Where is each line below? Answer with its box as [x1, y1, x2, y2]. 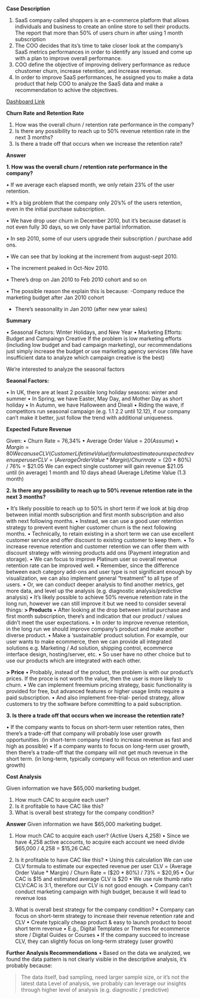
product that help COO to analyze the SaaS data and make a [14, 80, 163, 87]
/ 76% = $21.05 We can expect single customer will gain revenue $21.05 [6, 463, 184, 469]
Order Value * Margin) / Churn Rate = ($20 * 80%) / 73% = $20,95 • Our [14, 869, 195, 876]
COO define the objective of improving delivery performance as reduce [14, 61, 190, 68]
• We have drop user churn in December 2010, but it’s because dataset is [6, 217, 186, 224]
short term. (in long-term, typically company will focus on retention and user [6, 755, 194, 762]
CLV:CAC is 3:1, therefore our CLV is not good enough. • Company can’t [14, 882, 192, 889]
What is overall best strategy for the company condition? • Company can [14, 906, 195, 913]
